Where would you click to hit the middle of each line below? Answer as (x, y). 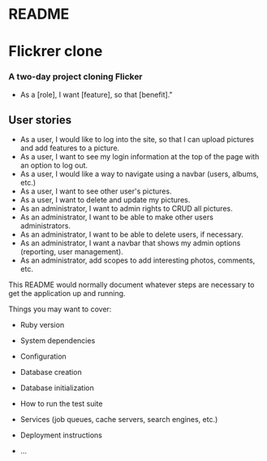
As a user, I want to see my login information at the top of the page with (140, 157)
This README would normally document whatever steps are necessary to (131, 285)
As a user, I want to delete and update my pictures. (105, 200)
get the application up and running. (67, 294)
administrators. (45, 226)
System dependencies (58, 341)
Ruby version (42, 325)
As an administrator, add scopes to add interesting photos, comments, (138, 260)
